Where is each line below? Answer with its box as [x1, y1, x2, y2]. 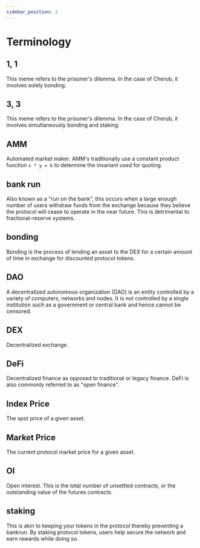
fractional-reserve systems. [6, 214, 76, 222]
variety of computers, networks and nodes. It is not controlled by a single [6, 294, 189, 302]
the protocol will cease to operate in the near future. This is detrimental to [6, 208, 190, 216]
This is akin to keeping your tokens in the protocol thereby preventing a [6, 522, 184, 529]
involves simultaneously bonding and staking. [6, 122, 120, 129]
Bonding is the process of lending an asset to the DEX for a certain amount [6, 248, 192, 255]
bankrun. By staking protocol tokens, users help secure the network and [6, 528, 186, 536]
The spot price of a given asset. [6, 415, 86, 422]
